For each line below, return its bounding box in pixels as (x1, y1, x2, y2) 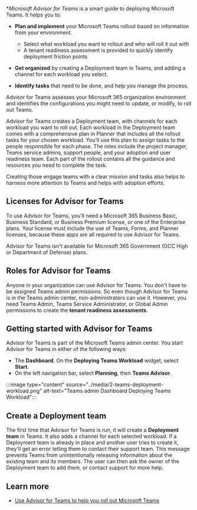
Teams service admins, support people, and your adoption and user (6, 149, 171, 156)
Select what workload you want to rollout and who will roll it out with (23, 41, 189, 47)
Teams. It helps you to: (6, 11, 62, 18)
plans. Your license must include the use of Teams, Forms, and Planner (6, 225, 179, 232)
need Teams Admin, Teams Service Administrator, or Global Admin (6, 300, 168, 307)
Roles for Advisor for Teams (6, 266, 111, 276)
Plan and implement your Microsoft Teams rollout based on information (14, 23, 189, 30)
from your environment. (14, 29, 73, 36)
